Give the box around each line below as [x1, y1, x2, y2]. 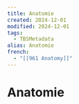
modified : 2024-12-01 [7, 23, 70, 30]
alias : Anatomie [7, 42, 54, 49]
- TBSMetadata [13, 36, 54, 43]
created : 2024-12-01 [7, 17, 67, 23]
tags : [7, 29, 23, 37]
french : [7, 49, 30, 56]
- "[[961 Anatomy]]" [13, 55, 73, 62]
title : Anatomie [7, 10, 54, 17]
